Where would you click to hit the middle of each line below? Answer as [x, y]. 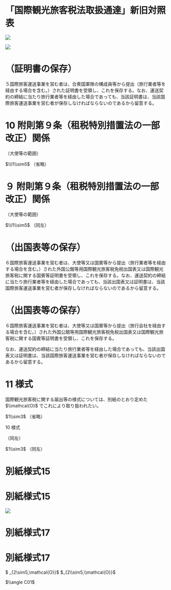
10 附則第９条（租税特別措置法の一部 [83, 126]
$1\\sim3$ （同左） [25, 449]
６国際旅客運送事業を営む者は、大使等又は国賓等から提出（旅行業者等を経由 [85, 262]
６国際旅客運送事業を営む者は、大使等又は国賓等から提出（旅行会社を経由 [83, 326]
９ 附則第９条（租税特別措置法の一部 [82, 187]
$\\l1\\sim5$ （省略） [27, 164]
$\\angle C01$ [20, 582]
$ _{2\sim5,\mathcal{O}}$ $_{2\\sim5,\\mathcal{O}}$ [61, 572]
